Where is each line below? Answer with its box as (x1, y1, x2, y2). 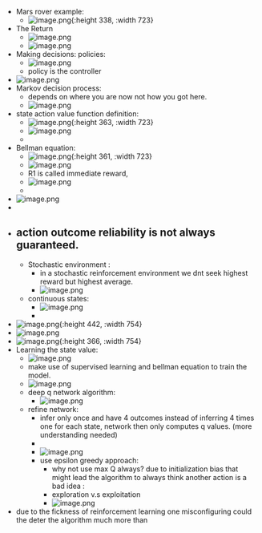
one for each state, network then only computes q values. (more (39, 421, 252, 431)
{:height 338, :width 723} (71, 15, 154, 25)
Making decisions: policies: (15, 50, 106, 59)
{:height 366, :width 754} (58, 336, 142, 345)
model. (27, 370, 51, 380)
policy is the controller (27, 67, 102, 75)
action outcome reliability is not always (15, 226, 216, 240)
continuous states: (27, 293, 90, 303)
